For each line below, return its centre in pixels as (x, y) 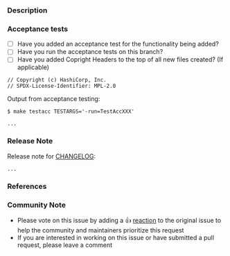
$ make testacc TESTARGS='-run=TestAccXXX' (71, 112)
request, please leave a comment (65, 245)
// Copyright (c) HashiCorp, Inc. (57, 80)
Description (27, 10)
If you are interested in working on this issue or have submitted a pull (116, 237)
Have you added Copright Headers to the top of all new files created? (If (120, 60)
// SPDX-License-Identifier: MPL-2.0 (62, 86)
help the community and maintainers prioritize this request (100, 230)
